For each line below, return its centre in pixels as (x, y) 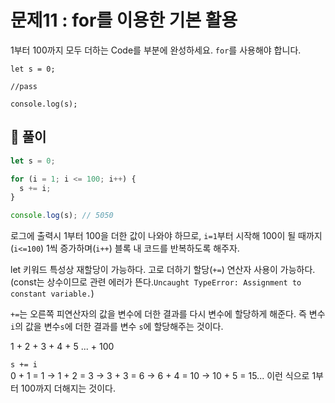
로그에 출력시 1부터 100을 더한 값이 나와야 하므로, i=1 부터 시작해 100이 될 (153, 236)
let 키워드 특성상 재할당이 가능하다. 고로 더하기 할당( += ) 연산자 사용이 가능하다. (163, 270)
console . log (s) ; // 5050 (62, 216)
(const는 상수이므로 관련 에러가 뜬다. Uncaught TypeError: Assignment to (156, 282)
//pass (24, 86)
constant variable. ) (52, 293)
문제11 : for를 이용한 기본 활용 (124, 20)
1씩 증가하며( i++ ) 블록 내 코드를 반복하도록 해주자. (143, 248)
